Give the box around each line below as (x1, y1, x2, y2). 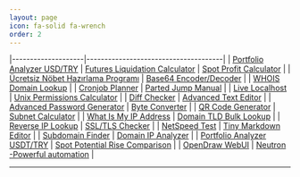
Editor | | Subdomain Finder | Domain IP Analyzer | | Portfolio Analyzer (9, 131, 267, 141)
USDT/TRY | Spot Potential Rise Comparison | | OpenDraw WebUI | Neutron (9, 139, 287, 150)
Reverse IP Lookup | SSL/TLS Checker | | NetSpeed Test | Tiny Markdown (9, 121, 281, 131)
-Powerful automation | (9, 149, 95, 160)
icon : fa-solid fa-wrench (9, 21, 105, 30)
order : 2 (9, 29, 42, 38)
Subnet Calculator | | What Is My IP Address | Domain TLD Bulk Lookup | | (9, 111, 281, 122)
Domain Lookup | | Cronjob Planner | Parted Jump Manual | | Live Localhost (9, 82, 287, 94)
